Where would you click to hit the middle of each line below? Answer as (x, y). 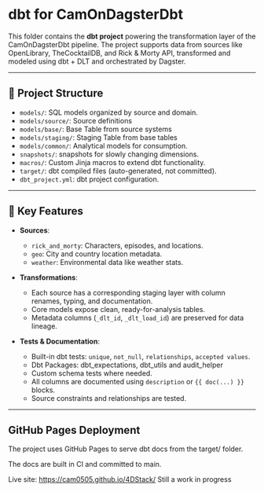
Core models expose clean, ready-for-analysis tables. (118, 309)
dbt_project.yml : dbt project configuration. (89, 179)
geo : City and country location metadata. (97, 254)
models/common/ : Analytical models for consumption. (103, 145)
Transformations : (49, 277)
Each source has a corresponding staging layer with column (128, 292)
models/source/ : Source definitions (75, 120)
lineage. (44, 326)
